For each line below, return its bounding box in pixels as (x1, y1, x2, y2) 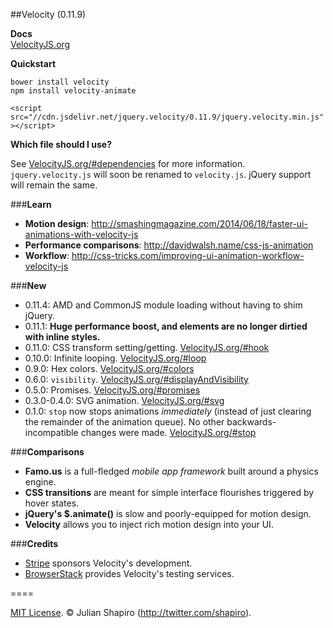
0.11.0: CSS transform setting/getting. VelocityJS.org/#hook (24, 342, 270, 353)
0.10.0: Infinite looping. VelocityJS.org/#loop (24, 352, 207, 364)
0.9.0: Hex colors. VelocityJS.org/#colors (24, 363, 195, 374)
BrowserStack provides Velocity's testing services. (24, 568, 235, 579)
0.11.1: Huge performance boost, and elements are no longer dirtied (24, 320, 308, 332)
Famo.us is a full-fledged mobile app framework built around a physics (24, 465, 319, 477)
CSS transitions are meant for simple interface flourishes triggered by (24, 487, 315, 498)
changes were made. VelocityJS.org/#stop (80, 427, 257, 438)
